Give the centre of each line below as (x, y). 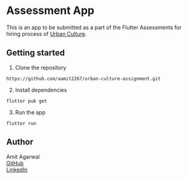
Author (20, 142)
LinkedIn (17, 169)
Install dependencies (41, 90)
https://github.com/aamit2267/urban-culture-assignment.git (84, 79)
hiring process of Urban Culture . (47, 33)
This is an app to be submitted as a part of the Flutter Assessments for (94, 27)
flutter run (21, 123)
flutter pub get (27, 101)
